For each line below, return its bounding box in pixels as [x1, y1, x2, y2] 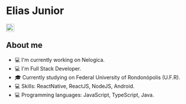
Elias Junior [6, 4, 64, 18]
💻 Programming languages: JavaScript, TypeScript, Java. [14, 91, 154, 98]
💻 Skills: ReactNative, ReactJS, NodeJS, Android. [14, 82, 135, 89]
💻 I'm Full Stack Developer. [14, 65, 81, 72]
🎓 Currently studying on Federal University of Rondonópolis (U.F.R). [14, 74, 180, 81]
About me [6, 40, 43, 50]
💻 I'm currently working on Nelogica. [14, 56, 105, 63]
